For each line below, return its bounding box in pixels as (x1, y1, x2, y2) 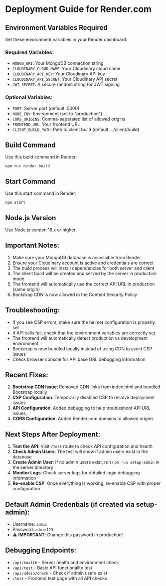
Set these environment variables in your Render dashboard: (5, 36, 128, 42)
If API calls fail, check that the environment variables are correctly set (12, 330, 156, 336)
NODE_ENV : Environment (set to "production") (12, 111, 103, 117)
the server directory (12, 464, 54, 470)
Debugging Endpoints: (5, 546, 76, 555)
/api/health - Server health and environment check (12, 559, 119, 565)
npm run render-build (5, 163, 50, 169)
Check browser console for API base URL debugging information (12, 356, 146, 362)
